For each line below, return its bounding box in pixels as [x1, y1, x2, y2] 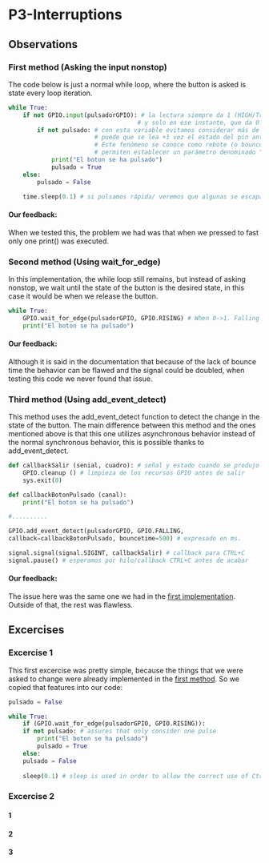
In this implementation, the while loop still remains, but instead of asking [8, 274, 247, 283]
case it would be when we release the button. [8, 291, 159, 301]
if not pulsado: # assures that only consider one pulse [22, 727, 217, 736]
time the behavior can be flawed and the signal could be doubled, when [8, 365, 245, 375]
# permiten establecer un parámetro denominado [94, 148, 256, 157]
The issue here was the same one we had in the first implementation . [8, 591, 236, 601]
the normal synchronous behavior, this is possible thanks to [8, 438, 205, 447]
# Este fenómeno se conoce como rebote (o [94, 141, 239, 149]
